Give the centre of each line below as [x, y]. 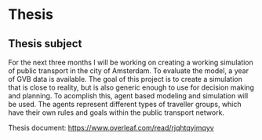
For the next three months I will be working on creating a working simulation [131, 62]
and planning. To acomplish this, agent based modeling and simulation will [128, 96]
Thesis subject [45, 44]
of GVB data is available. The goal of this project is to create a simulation [126, 79]
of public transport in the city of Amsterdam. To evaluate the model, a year [129, 71]
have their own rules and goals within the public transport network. [116, 112]
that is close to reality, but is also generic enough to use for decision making [131, 87]
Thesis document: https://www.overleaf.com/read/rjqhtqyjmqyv [111, 128]
